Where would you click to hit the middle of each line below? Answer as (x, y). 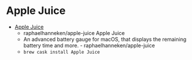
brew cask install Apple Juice (62, 52)
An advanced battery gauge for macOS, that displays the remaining (105, 39)
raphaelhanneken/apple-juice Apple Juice (74, 33)
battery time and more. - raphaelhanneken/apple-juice (89, 45)
